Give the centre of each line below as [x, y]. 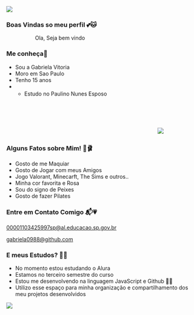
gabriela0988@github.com [40, 240]
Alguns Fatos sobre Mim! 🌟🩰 [50, 148]
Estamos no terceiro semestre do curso [64, 275]
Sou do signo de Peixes [45, 189]
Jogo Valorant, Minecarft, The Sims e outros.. [72, 176]
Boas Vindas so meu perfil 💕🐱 [52, 24]
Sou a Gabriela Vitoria [42, 67]
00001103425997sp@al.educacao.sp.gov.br [62, 227]
